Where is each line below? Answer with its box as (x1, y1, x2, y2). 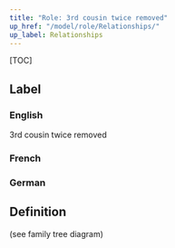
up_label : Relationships (9, 30, 103, 39)
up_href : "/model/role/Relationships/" (9, 22, 160, 31)
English (9, 108, 44, 121)
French (9, 152, 42, 164)
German (9, 176, 46, 189)
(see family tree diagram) (9, 228, 104, 239)
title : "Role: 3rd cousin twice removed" (9, 13, 169, 23)
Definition (9, 204, 66, 220)
